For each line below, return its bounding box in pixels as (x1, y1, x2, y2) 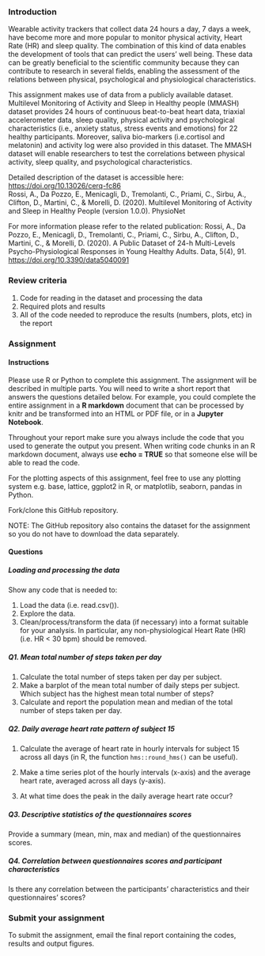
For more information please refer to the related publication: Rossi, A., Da (8, 222, 247, 231)
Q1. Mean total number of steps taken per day (8, 652, 162, 662)
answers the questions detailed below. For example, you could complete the (8, 392, 256, 401)
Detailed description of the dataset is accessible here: (8, 173, 184, 182)
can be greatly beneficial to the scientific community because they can (8, 58, 240, 67)
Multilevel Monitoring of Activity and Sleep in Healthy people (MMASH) (8, 98, 240, 108)
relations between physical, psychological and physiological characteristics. (8, 74, 256, 85)
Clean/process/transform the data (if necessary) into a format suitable (19, 617, 249, 627)
